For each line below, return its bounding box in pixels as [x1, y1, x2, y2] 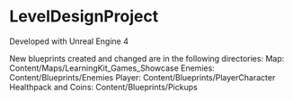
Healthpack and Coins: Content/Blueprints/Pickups [9, 81, 198, 92]
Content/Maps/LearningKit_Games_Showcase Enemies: [9, 63, 216, 73]
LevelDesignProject [9, 6, 159, 27]
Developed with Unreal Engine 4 [9, 36, 129, 46]
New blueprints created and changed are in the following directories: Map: [9, 53, 285, 63]
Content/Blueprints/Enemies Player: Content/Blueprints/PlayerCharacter [9, 72, 276, 82]
